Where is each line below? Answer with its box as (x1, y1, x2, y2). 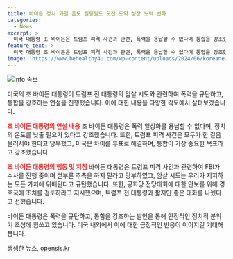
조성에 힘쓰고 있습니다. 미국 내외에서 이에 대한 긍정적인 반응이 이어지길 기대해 (14, 220, 224, 229)
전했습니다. (14, 197, 45, 205)
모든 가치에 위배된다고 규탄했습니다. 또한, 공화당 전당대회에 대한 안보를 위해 (14, 179, 218, 188)
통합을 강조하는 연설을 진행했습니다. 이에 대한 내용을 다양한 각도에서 (7, 98, 191, 107)
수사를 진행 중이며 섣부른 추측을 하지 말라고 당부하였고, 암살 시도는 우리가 (7, 171, 205, 179)
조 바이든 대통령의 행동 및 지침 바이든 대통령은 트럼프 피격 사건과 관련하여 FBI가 (7, 162, 221, 170)
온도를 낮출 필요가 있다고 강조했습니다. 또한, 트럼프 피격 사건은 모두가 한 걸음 (14, 130, 222, 139)
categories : (7, 17, 42, 24)
